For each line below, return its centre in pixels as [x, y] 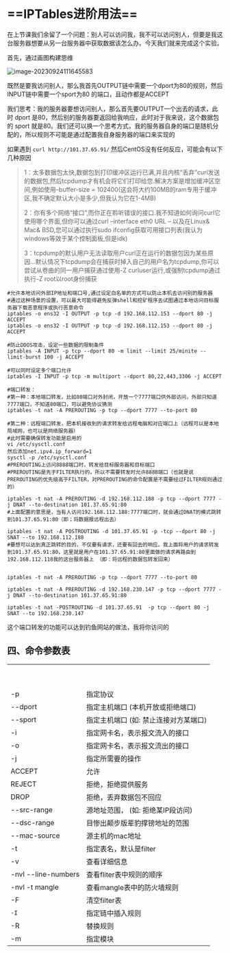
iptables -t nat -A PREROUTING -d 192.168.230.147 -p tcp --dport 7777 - [115, 589]
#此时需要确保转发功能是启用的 [44, 438]
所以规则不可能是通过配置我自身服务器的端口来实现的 [100, 134]
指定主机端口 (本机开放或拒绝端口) [141, 707]
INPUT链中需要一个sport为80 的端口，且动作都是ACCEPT [88, 94]
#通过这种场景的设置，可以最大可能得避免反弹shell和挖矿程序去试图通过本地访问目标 [111, 300]
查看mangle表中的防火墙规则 [133, 887]
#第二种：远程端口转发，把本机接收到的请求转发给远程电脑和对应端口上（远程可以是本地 [113, 423]
